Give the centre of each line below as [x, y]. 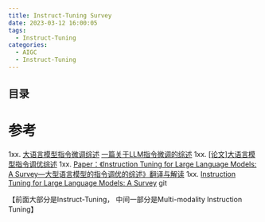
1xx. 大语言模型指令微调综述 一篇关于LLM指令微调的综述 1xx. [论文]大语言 [129, 155]
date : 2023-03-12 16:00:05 [53, 23]
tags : [17, 30]
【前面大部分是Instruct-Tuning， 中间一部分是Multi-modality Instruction [125, 200]
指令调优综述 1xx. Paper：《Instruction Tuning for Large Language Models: [136, 164]
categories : [28, 45]
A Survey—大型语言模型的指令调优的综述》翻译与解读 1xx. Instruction [122, 174]
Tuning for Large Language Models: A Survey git [88, 183]
